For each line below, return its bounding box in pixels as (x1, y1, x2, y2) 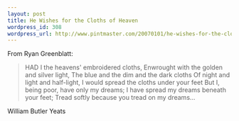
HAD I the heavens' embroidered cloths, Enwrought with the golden (24, 63, 223, 71)
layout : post (7, 10, 46, 18)
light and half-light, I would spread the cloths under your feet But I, (24, 79, 220, 87)
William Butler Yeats (7, 107, 66, 115)
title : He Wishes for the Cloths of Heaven (7, 17, 139, 24)
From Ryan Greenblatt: (7, 50, 73, 58)
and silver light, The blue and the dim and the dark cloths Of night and (24, 71, 230, 79)
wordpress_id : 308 (7, 23, 62, 30)
